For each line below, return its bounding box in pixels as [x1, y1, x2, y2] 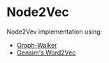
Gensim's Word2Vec [16, 48, 76, 57]
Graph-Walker [16, 41, 57, 49]
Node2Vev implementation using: [6, 27, 103, 36]
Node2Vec [6, 4, 69, 20]
